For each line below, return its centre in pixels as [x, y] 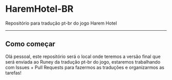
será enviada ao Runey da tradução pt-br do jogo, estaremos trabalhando [83, 62]
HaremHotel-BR [39, 9]
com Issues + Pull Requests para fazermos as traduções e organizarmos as [85, 67]
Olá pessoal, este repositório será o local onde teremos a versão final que [83, 56]
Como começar [30, 44]
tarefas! [13, 73]
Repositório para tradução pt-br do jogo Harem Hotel [61, 23]
